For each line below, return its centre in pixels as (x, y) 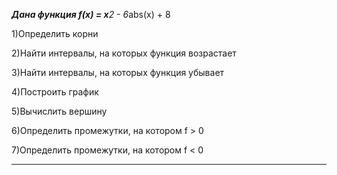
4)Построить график (55, 92)
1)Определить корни (55, 33)
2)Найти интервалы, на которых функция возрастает (124, 53)
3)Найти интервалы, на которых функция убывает (118, 72)
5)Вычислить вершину (59, 111)
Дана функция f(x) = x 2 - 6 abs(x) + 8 (91, 14)
